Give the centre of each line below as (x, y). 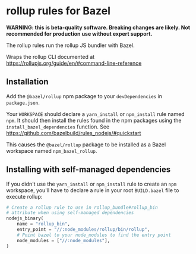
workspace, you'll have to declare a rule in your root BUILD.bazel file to (93, 190)
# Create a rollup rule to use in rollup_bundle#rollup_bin (82, 207)
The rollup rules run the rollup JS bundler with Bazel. (70, 45)
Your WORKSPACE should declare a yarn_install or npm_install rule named (96, 114)
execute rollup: (24, 196)
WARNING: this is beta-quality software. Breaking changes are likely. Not (98, 27)
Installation (27, 82)
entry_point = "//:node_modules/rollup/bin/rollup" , (83, 230)
